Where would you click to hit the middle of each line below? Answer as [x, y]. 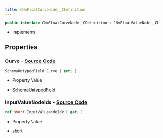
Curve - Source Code [30, 61]
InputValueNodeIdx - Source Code [46, 102]
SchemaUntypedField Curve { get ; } [41, 71]
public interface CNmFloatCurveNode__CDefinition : [58, 23]
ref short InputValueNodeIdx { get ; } [44, 112]
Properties [21, 47]
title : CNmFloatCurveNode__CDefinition [45, 9]
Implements [24, 32]
